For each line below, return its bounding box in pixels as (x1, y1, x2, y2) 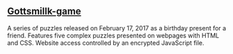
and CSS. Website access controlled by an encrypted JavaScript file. (7, 38, 204, 47)
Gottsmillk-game (7, 6, 81, 17)
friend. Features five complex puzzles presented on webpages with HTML (7, 31, 220, 39)
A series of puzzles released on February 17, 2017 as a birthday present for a (7, 24, 227, 32)
